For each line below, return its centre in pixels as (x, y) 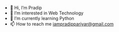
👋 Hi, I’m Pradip (26, 8)
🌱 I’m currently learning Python (42, 18)
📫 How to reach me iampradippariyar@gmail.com (62, 24)
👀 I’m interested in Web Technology (47, 13)
